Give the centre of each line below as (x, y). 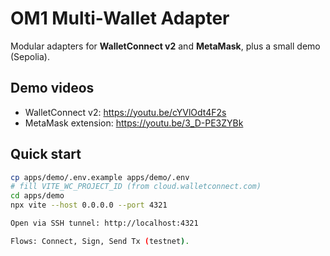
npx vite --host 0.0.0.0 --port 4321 (89, 205)
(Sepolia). (30, 56)
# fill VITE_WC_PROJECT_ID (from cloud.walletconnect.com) (136, 187)
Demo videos (52, 88)
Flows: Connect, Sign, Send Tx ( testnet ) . (100, 241)
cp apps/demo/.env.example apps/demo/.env (100, 177)
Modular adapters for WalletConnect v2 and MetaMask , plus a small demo (165, 46)
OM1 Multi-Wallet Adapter (120, 18)
